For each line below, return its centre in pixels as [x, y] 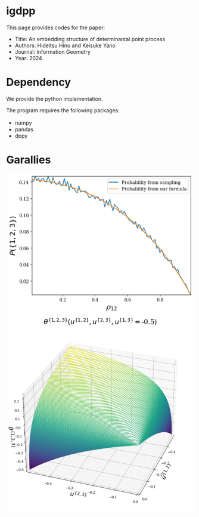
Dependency [39, 82]
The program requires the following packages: [63, 110]
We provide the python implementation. [55, 99]
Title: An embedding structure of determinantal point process [90, 39]
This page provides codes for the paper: [56, 27]
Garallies [29, 160]
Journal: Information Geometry [53, 51]
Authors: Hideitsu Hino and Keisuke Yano [65, 45]
